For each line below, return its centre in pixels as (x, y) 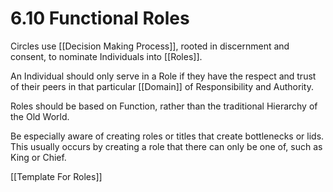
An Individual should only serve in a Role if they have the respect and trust (163, 76)
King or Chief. (38, 157)
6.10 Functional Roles (100, 18)
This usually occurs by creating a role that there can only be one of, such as (166, 146)
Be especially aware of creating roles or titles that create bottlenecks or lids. (167, 136)
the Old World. (40, 116)
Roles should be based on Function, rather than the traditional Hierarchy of (164, 106)
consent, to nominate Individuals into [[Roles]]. (106, 56)
